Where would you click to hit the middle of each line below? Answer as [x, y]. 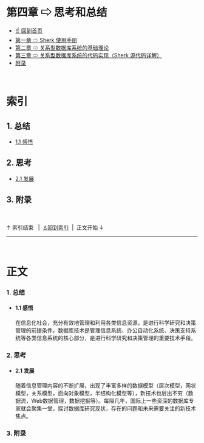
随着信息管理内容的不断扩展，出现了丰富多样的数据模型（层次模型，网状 [105, 385]
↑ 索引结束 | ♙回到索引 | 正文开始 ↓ [55, 227]
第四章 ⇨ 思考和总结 [57, 12]
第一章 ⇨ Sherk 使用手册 [46, 40]
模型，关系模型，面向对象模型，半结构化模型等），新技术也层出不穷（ [101, 393]
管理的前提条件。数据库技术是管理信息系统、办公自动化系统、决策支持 [103, 330]
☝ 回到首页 [29, 30]
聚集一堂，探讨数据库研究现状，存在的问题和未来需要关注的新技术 [114, 408]
